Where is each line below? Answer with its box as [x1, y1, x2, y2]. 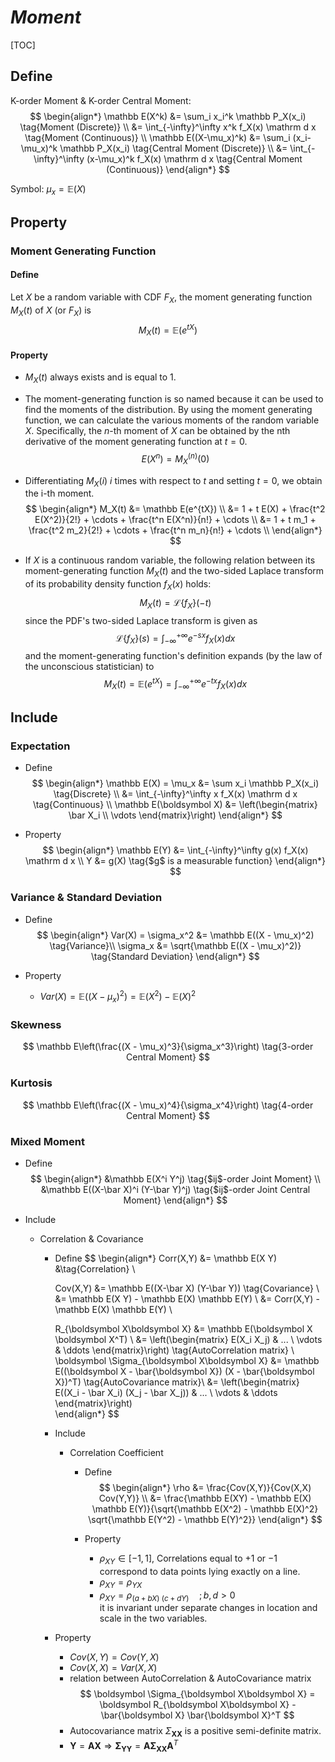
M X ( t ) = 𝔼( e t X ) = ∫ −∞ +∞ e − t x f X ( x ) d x [103, 676, 248, 692]
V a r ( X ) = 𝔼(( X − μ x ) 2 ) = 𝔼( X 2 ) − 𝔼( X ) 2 [39, 989, 197, 1005]
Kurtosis [10, 1076, 53, 1090]
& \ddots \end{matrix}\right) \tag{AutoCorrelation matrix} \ [54, 1344, 295, 1356]
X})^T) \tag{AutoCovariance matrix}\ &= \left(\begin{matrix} [54, 1376, 300, 1388]
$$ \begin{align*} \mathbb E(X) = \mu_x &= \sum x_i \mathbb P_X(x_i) [31, 777, 320, 790]
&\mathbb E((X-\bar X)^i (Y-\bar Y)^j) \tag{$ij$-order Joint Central [40, 1183, 311, 1195]
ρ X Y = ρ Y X [99, 1576, 143, 1590]
